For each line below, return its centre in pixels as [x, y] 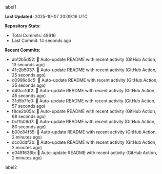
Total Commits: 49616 [34, 35]
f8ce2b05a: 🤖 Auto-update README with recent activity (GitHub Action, [84, 111]
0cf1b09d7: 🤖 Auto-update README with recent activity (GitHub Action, [83, 122]
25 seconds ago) [29, 75]
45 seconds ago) [29, 96]
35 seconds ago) [29, 85]
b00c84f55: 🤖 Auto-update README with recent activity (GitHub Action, [84, 132]
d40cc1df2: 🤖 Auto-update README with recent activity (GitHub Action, [83, 90]
